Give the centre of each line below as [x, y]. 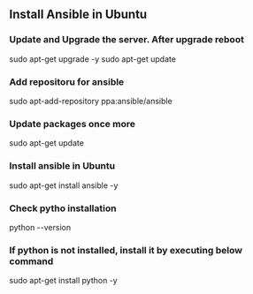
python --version [40, 227]
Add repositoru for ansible [67, 81]
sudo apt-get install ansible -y [64, 185]
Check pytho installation [63, 208]
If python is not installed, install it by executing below [126, 250]
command [31, 261]
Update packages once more [72, 124]
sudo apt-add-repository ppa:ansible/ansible [91, 101]
